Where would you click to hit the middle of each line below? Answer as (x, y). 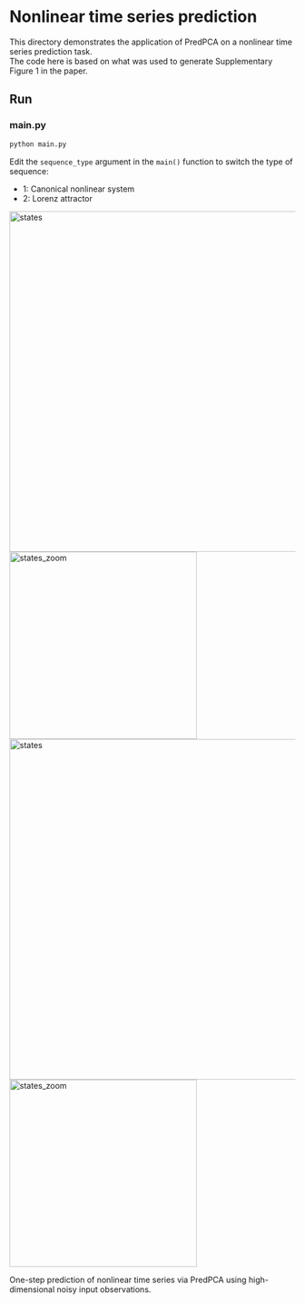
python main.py (38, 144)
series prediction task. (51, 51)
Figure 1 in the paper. (49, 71)
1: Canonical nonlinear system (79, 189)
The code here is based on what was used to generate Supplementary (141, 61)
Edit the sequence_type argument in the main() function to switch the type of (151, 162)
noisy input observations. (104, 1289)
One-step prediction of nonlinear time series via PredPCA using (128, 1279)
